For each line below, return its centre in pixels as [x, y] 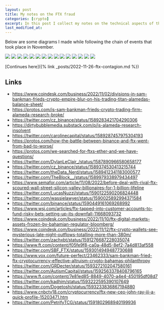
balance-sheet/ [28, 104]
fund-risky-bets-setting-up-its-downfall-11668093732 [67, 213]
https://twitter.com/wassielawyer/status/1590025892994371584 [77, 198]
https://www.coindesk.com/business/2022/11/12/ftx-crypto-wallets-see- [85, 229]
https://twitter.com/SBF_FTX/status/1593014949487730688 [72, 250]
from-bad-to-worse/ [33, 146]
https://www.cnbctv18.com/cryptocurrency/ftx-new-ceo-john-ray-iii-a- [84, 292]
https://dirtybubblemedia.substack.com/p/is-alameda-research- [77, 125]
